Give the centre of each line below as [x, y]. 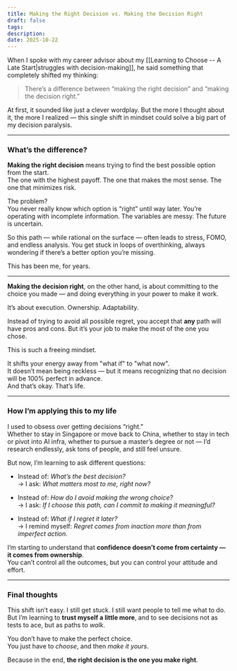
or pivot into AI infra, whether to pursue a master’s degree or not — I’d [109, 441]
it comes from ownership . [46, 555]
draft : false [26, 20]
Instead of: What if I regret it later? [67, 519]
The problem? [28, 201]
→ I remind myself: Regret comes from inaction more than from [109, 526]
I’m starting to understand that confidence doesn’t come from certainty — [116, 547]
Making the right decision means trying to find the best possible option [111, 165]
